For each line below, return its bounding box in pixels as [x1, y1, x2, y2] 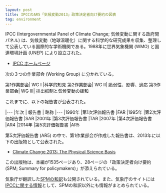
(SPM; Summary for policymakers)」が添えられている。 [5, 165, 120, 171]
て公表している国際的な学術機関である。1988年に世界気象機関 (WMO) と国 [5, 44, 159, 50]
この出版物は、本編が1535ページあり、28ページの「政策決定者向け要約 [5, 159, 151, 165]
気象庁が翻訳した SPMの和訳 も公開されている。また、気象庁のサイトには [5, 176, 155, 182]
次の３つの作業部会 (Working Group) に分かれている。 [5, 71, 116, 77]
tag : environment [5, 17, 41, 22]
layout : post [5, 7, 32, 13]
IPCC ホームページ [12, 61, 51, 67]
